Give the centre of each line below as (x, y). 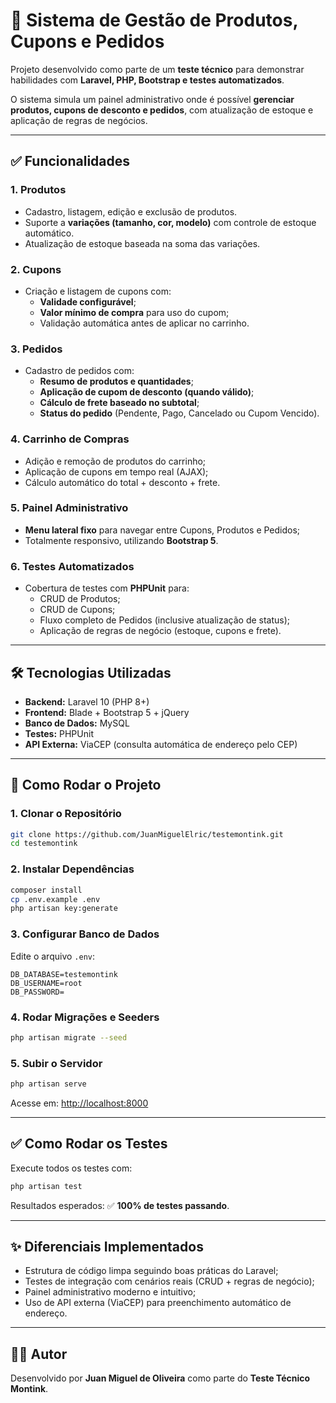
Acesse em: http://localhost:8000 (79, 1103)
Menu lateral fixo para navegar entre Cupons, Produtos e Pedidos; (162, 530)
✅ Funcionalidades (70, 161)
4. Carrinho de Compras (70, 439)
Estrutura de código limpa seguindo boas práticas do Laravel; (151, 1271)
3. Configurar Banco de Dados (85, 934)
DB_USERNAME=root (46, 983)
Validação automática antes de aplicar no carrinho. (144, 323)
